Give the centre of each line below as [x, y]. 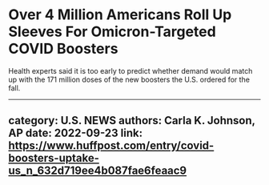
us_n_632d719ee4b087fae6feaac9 [98, 171]
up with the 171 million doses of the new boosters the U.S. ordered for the [129, 79]
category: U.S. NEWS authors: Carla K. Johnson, [132, 121]
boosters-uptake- [54, 158]
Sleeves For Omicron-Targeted [112, 32]
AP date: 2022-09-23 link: [75, 133]
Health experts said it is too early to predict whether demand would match [130, 70]
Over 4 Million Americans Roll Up [120, 15]
